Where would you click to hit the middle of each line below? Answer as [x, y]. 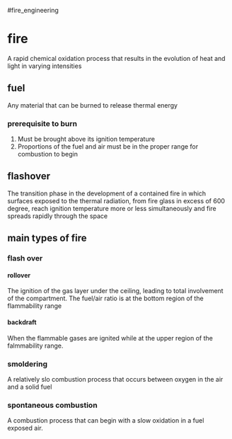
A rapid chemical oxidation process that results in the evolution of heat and [116, 58]
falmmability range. [35, 346]
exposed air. [25, 428]
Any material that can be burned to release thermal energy [93, 105]
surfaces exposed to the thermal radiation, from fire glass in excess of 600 [116, 200]
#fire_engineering [33, 10]
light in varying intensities [45, 66]
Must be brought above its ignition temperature [86, 139]
